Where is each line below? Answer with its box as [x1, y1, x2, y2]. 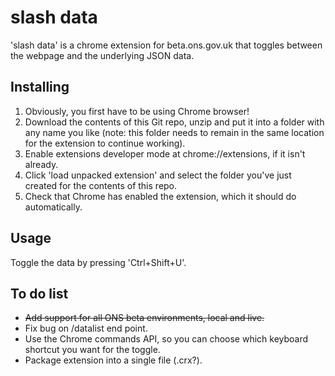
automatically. [24, 201, 83, 213]
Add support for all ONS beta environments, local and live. [24, 312, 265, 324]
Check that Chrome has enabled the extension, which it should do [24, 190, 297, 202]
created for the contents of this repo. [24, 179, 178, 191]
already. [24, 158, 59, 170]
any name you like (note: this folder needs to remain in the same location [24, 126, 325, 138]
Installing [10, 79, 70, 96]
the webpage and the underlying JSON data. [10, 49, 195, 61]
